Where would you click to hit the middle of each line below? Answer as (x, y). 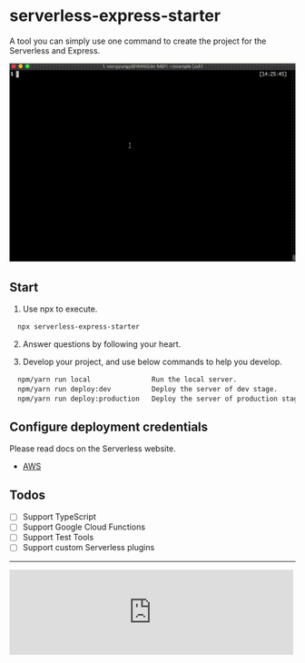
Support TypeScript (59, 517)
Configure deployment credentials (109, 427)
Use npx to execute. (60, 309)
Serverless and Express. (55, 50)
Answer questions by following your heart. (102, 344)
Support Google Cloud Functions (84, 527)
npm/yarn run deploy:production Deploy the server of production (148, 399)
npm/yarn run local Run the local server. (128, 380)
